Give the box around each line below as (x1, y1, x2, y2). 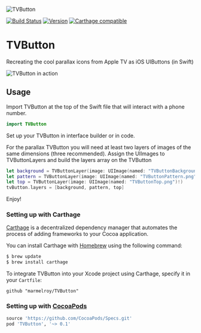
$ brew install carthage (6, 259, 68, 265)
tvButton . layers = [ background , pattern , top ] (6, 185, 124, 191)
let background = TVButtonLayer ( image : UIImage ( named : (6, 168, 146, 174)
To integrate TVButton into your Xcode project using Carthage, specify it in (6, 270, 190, 277)
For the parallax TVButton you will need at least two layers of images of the (6, 143, 191, 151)
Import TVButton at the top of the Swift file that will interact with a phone (6, 103, 185, 110)
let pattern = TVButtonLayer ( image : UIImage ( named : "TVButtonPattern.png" (6, 173, 197, 179)
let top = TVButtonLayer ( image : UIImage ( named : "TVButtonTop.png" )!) (6, 179, 184, 185)
